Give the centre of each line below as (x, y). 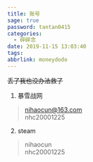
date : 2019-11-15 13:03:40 (47, 46)
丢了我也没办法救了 (35, 80)
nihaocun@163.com (53, 109)
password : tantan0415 (39, 27)
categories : (25, 33)
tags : (15, 54)
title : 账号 (24, 14)
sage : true (23, 20)
